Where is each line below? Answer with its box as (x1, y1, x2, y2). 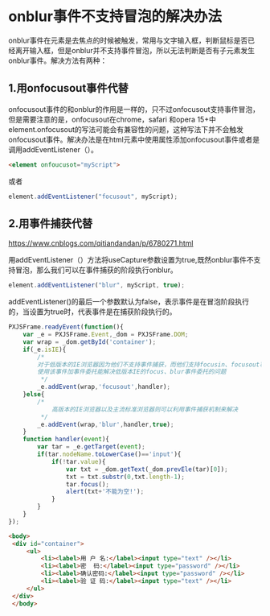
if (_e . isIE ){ (22, 345, 67, 353)
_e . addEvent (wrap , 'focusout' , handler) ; (37, 383, 171, 391)
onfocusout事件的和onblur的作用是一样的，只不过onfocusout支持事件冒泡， (8, 104, 260, 114)
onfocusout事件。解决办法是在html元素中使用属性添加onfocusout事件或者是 (8, 134, 260, 144)
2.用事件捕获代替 (8, 217, 93, 230)
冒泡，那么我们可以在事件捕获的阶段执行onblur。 (14, 265, 178, 275)
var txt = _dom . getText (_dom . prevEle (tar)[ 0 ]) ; (65, 465, 228, 473)
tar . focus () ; (65, 480, 110, 488)
